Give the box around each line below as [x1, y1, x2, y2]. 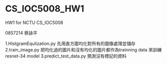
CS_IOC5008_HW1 [5, 3, 85, 14]
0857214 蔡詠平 [5, 29, 37, 35]
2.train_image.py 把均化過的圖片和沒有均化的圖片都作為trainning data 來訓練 [5, 46, 162, 52]
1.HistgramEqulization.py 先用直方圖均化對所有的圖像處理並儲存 [5, 40, 136, 46]
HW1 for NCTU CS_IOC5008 [5, 19, 63, 25]
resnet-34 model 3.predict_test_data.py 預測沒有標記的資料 [5, 53, 127, 59]
